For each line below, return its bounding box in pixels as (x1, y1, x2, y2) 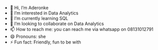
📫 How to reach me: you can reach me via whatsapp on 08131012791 (10, 26, 154, 32)
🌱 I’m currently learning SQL (10, 15, 69, 21)
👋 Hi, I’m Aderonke (10, 5, 49, 10)
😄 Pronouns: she (10, 33, 46, 39)
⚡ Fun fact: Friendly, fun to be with (10, 39, 81, 45)
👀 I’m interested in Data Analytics (10, 10, 79, 16)
